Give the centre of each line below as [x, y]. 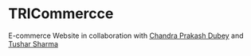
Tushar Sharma [33, 43]
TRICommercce [61, 14]
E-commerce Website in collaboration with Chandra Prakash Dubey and [126, 35]
